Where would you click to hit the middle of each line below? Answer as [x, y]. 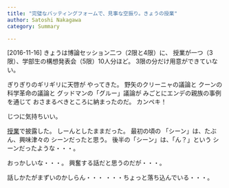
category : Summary [33, 26]
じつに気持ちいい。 [34, 116]
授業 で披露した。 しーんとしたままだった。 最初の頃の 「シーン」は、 [106, 131]
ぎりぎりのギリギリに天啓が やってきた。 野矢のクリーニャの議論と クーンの [115, 85]
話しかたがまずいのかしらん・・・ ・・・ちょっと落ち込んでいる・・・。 [110, 178]
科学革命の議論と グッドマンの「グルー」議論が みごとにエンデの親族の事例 [114, 93]
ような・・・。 [58, 148]
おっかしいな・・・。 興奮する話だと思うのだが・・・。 [86, 163]
